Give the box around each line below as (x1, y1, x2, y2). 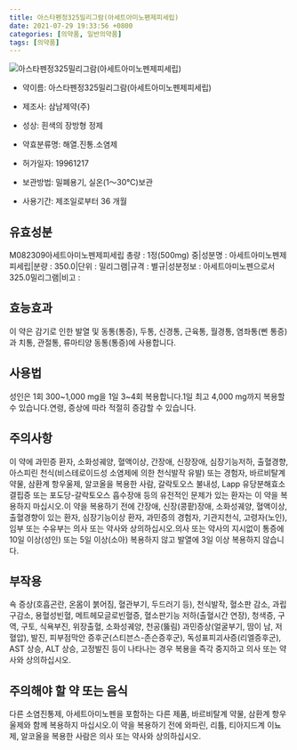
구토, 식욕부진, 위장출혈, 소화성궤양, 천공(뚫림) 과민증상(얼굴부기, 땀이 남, (20, 621, 274, 632)
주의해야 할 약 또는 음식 (9, 683, 129, 698)
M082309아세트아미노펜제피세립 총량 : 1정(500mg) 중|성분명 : (9, 250, 228, 261)
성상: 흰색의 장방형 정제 (21, 120, 104, 131)
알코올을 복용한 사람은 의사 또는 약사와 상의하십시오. (20, 731, 202, 742)
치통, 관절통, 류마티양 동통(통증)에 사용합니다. (18, 337, 176, 347)
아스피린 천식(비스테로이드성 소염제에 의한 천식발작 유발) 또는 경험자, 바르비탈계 (9, 467, 286, 477)
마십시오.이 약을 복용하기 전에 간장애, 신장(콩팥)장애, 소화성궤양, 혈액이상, (32, 501, 287, 511)
